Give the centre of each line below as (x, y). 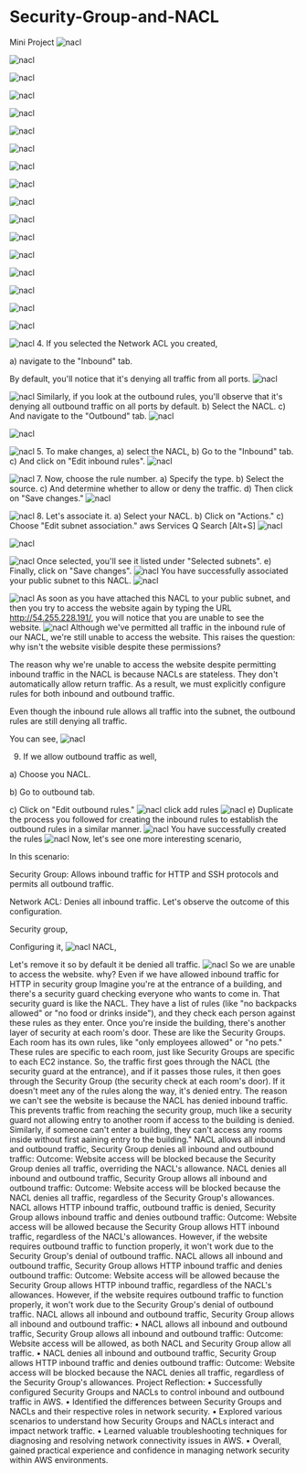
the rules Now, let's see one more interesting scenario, (126, 838)
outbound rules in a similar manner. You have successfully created (148, 828)
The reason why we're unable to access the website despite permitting (143, 664)
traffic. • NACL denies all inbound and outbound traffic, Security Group (143, 1353)
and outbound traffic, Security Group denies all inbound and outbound (142, 1148)
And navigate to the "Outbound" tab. (79, 416)
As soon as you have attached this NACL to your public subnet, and (163, 598)
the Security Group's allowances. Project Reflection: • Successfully (136, 1382)
